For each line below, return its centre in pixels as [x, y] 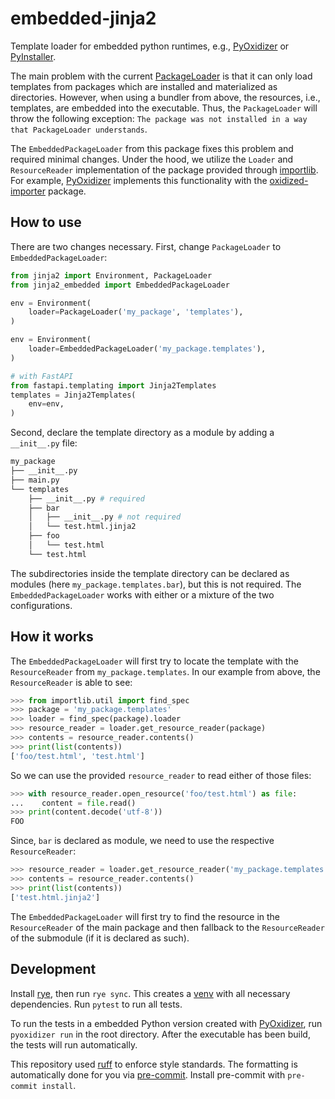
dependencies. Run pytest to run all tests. [96, 1004]
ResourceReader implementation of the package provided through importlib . [164, 169]
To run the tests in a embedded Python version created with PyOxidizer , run [166, 1023]
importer [28, 191]
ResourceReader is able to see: [71, 682]
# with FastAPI [42, 376]
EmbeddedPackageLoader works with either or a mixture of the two [142, 594]
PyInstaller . [33, 56]
